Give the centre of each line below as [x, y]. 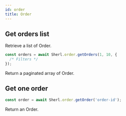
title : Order [18, 14]
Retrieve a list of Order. [28, 46]
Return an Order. [22, 109]
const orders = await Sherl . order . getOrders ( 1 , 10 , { [61, 55]
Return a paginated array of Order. [40, 73]
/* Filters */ [24, 59]
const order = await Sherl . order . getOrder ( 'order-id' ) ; [63, 100]
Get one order [26, 89]
